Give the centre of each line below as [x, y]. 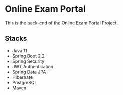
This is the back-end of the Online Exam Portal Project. [62, 23]
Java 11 [20, 50]
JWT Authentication [33, 66]
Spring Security [28, 61]
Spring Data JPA [29, 72]
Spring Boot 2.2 [28, 56]
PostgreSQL [25, 82]
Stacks [16, 39]
